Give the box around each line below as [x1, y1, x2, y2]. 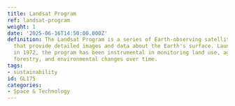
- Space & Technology [7, 88, 71, 95]
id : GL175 [7, 75, 36, 82]
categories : [7, 82, 42, 89]
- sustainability [7, 68, 58, 75]
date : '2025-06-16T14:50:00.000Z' [7, 29, 108, 37]
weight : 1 [7, 23, 36, 30]
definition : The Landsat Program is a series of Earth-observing [7, 36, 201, 43]
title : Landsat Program [7, 10, 77, 17]
